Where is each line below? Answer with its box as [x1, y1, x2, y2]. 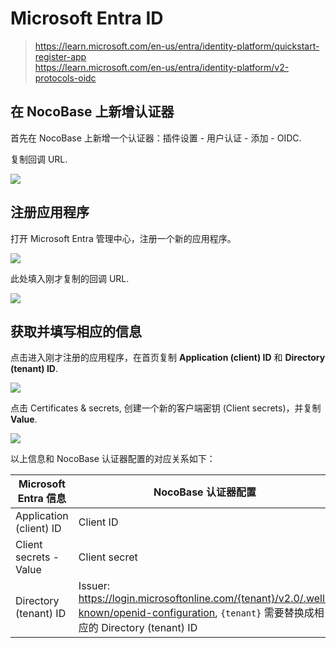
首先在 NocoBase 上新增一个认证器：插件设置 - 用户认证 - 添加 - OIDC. [10, 132, 302, 144]
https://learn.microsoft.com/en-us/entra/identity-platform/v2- [34, 61, 290, 73]
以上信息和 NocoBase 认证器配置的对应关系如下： [10, 453, 216, 465]
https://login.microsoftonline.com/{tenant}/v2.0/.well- [78, 592, 332, 606]
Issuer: [78, 579, 111, 593]
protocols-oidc [34, 72, 97, 84]
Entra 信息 [17, 492, 67, 506]
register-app [34, 50, 87, 62]
